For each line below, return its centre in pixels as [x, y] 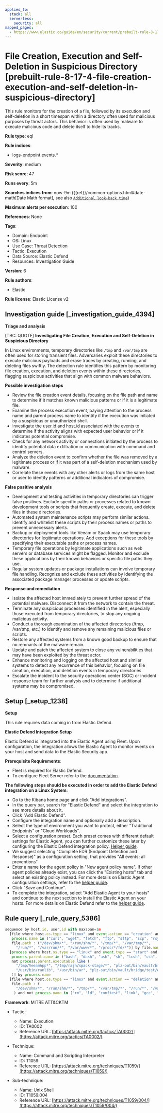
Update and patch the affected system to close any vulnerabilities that [82, 650]
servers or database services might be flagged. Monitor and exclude [81, 553]
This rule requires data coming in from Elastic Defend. [59, 722]
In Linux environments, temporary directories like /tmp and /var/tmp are [76, 350]
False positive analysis [28, 487]
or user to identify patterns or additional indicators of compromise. [79, 477]
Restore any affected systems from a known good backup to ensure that [84, 639]
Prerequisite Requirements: [33, 761]
